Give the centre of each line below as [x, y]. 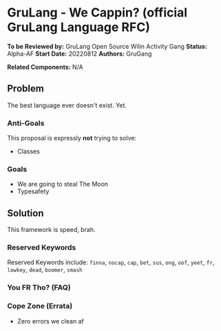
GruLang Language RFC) [78, 27]
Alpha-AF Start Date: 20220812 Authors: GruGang [80, 54]
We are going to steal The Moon [63, 184]
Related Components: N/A [45, 67]
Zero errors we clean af [50, 321]
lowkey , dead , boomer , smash [45, 270]
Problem [26, 88]
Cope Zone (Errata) [40, 306]
